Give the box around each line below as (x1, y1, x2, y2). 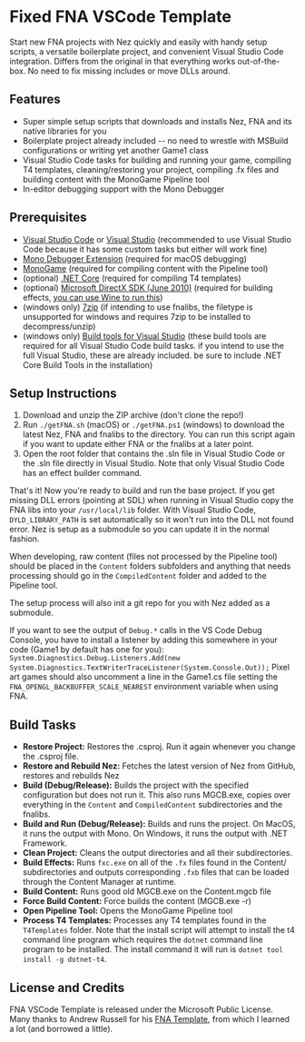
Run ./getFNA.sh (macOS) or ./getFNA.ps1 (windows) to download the (22, 420, 285, 431)
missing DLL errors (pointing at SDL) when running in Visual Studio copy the (9, 495, 294, 506)
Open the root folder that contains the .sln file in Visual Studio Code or (22, 448, 286, 460)
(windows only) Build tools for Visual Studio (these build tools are (22, 330, 267, 342)
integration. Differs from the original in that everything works (9, 55, 236, 66)
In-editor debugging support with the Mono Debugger (22, 184, 225, 194)
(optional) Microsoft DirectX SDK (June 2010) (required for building (22, 282, 274, 293)
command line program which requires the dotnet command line (22, 934, 263, 946)
